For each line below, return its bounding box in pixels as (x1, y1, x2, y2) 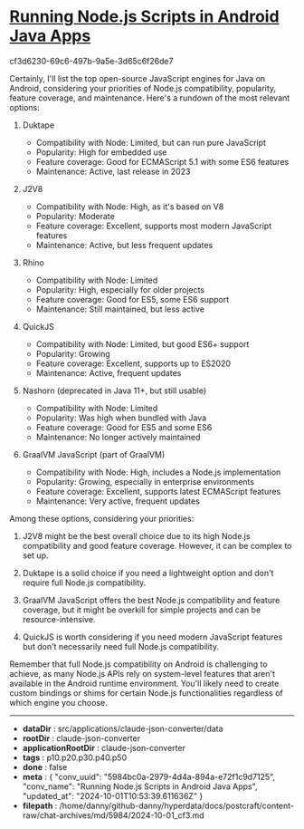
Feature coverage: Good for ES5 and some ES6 (35, 421, 213, 432)
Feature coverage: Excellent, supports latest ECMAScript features (35, 486, 281, 496)
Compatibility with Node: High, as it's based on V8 (35, 201, 224, 212)
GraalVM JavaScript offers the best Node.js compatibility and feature (22, 594, 280, 605)
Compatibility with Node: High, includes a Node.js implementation (35, 467, 281, 477)
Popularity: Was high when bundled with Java (35, 412, 207, 423)
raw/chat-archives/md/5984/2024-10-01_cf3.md (22, 809, 205, 821)
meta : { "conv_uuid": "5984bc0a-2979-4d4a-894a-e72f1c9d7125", (22, 771, 276, 782)
